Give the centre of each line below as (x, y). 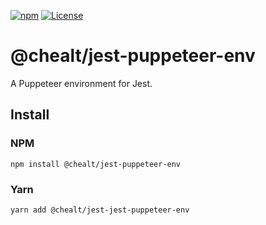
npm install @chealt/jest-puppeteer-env (96, 164)
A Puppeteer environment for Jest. (81, 83)
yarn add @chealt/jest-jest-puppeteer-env (100, 210)
